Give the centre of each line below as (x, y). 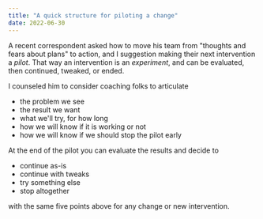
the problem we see (52, 101)
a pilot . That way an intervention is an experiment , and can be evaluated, (126, 62)
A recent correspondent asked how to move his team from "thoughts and (127, 45)
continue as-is (43, 165)
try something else (50, 182)
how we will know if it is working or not (83, 126)
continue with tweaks (54, 174)
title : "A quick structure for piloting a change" (93, 15)
